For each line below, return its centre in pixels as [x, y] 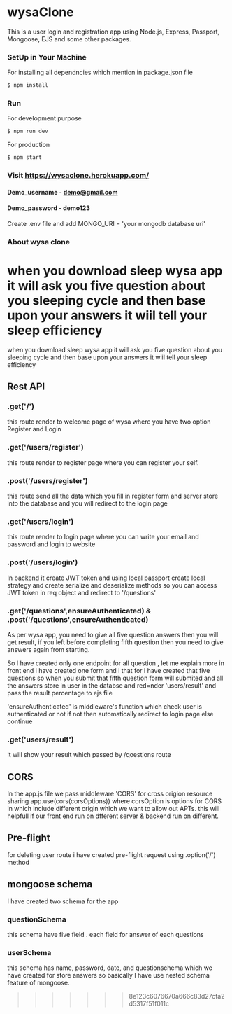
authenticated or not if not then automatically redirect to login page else [110, 714]
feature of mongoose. [38, 983]
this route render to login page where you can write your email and [103, 537]
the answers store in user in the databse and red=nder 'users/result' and [112, 685]
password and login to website [51, 544]
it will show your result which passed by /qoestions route [89, 755]
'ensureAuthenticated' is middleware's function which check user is [105, 706]
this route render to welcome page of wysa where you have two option [109, 422]
